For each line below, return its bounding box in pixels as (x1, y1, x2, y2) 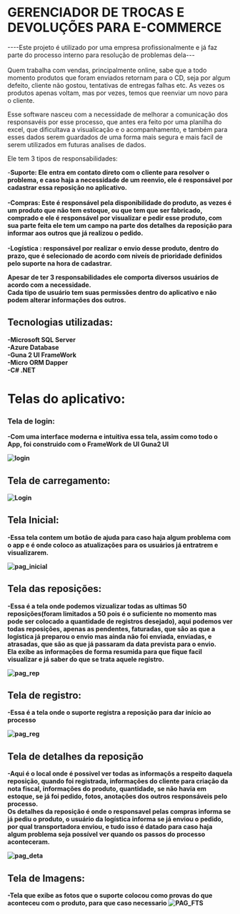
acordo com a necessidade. (7, 280, 91, 289)
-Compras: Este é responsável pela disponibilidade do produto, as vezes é (7, 198, 232, 207)
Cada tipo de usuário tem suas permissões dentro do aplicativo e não (7, 288, 217, 296)
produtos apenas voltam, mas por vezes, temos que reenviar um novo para (7, 89, 229, 97)
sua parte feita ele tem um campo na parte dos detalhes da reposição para (7, 221, 232, 229)
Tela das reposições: (7, 583, 102, 595)
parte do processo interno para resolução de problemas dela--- (7, 51, 195, 59)
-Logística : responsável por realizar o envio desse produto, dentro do (7, 243, 219, 252)
